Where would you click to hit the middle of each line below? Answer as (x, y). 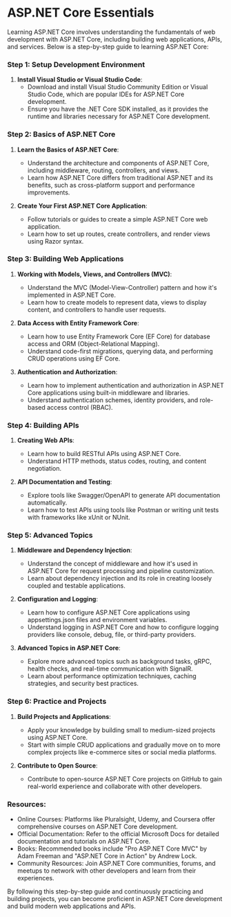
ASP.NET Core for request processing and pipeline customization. (121, 571)
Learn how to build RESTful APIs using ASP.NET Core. (104, 454)
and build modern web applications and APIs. (71, 906)
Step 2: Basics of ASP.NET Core (61, 134)
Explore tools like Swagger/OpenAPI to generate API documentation (124, 496)
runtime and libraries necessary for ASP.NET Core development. (119, 116)
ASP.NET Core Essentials (81, 13)
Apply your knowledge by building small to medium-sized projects (121, 730)
